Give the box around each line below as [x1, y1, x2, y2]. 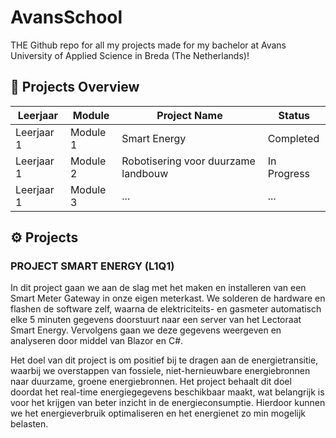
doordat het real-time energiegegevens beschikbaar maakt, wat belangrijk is [10, 386, 325, 398]
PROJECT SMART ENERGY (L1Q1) [10, 259, 175, 273]
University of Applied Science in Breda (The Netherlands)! [10, 49, 250, 61]
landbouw [121, 166, 169, 180]
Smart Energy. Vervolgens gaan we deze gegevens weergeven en [10, 324, 282, 336]
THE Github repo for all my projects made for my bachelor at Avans [10, 39, 287, 51]
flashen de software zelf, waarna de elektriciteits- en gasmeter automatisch [10, 303, 322, 315]
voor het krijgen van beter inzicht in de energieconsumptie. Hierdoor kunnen [10, 397, 326, 409]
